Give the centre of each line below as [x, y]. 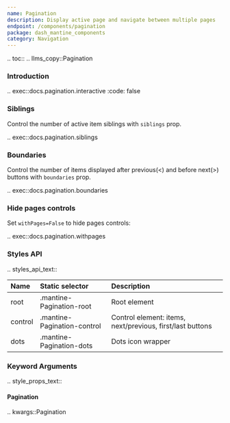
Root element [132, 302]
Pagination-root [66, 306]
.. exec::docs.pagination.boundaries [57, 191]
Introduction [28, 76]
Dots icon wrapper [141, 341]
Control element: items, [149, 317]
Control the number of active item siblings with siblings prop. [94, 123]
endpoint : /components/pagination [56, 26]
